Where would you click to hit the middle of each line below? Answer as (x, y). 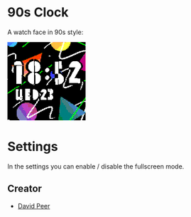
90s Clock (38, 12)
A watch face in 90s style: (45, 32)
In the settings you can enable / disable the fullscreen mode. (96, 166)
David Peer (34, 206)
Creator (25, 189)
